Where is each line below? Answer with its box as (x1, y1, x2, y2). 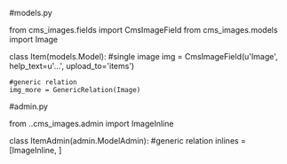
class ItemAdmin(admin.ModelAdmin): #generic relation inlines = (9, 136, 247, 145)
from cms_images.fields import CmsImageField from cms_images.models (9, 25, 278, 35)
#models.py (9, 8, 53, 18)
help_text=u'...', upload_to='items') (9, 61, 135, 71)
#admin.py (9, 101, 49, 112)
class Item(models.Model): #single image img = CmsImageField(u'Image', (9, 51, 278, 61)
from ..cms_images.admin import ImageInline (9, 119, 174, 129)
